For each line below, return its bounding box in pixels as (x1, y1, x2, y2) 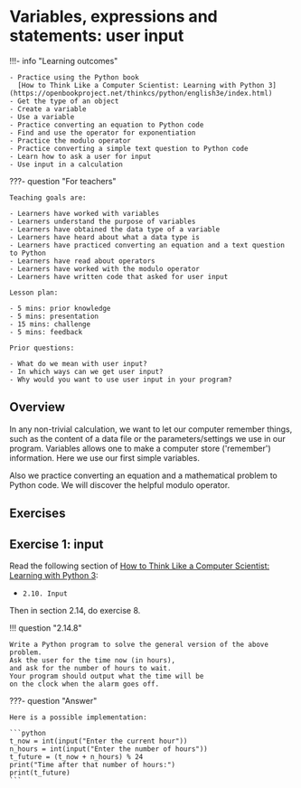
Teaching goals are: (9, 192, 88, 202)
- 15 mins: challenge (9, 319, 91, 329)
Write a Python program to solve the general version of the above (9, 640, 269, 649)
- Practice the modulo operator (9, 136, 131, 145)
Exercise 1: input (9, 536, 104, 552)
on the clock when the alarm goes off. (9, 680, 160, 689)
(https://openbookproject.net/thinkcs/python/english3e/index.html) (9, 89, 273, 98)
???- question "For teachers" (9, 175, 117, 186)
